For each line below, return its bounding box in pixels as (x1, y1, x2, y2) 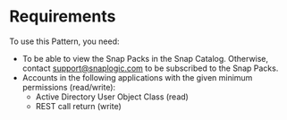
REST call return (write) (35, 100, 122, 111)
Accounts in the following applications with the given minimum (21, 72, 253, 82)
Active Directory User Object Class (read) (35, 91, 190, 102)
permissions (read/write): (21, 81, 116, 92)
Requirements (9, 6, 116, 27)
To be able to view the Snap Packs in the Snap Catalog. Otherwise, (21, 53, 269, 64)
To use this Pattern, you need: (9, 36, 120, 47)
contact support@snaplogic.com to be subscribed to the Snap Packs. (21, 63, 279, 73)
